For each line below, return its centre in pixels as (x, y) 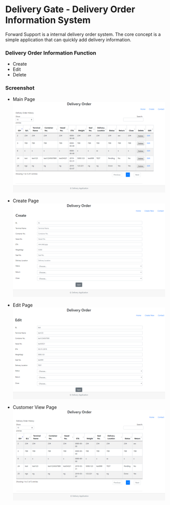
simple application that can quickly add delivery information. (68, 40)
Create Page (26, 201)
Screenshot (20, 88)
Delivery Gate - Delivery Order (70, 9)
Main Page (24, 99)
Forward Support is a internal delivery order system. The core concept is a (83, 34)
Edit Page (23, 305)
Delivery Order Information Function (51, 53)
